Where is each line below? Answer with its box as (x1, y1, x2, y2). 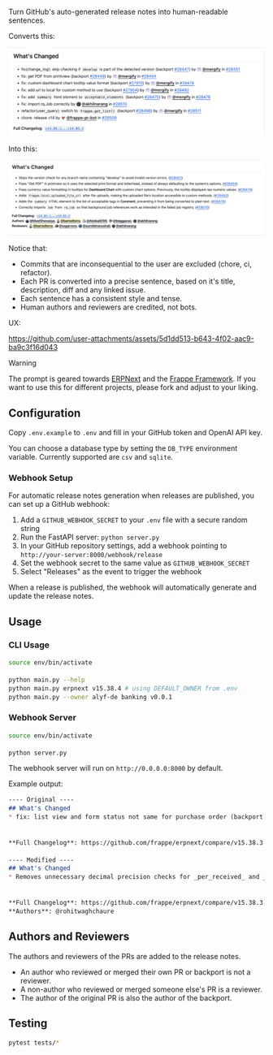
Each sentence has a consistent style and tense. (19, 294, 183, 304)
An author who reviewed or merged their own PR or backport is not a (19, 966, 251, 977)
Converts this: (8, 32, 55, 41)
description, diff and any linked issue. (19, 285, 146, 295)
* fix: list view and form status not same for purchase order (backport (8, 813, 264, 821)
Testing (8, 1016, 48, 1030)
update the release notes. (8, 591, 94, 601)
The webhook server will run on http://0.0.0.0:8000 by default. (8, 763, 223, 773)
